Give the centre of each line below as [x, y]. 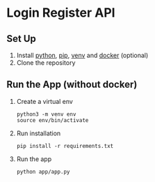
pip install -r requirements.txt [65, 146]
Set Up [21, 39]
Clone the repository [46, 63]
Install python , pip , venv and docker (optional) [82, 55]
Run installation [39, 133]
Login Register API [61, 13]
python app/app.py [43, 172]
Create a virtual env [45, 101]
